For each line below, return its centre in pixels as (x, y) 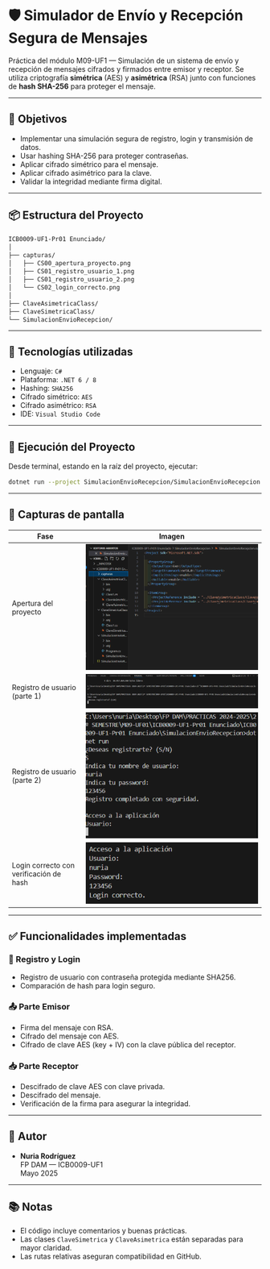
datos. (31, 147)
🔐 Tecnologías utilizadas (71, 352)
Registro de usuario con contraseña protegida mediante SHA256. (128, 977)
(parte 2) (27, 780)
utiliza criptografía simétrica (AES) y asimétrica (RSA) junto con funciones (132, 77)
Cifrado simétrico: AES (56, 397)
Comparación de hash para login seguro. (88, 985)
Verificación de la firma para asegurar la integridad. (105, 1104)
